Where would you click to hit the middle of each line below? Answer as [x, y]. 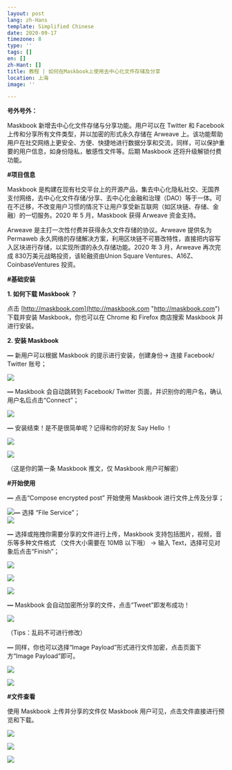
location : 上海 [28, 78]
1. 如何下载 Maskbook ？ [42, 294]
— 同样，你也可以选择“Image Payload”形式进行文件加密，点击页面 [101, 648]
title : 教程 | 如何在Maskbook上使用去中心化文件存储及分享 [84, 71]
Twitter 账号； [27, 364]
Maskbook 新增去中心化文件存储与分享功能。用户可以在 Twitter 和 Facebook [116, 126]
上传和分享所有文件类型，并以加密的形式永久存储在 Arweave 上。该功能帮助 [115, 134]
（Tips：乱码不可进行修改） [47, 632]
